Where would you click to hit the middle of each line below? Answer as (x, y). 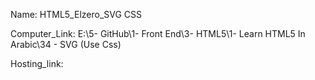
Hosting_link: (37, 63)
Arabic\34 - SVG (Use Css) (66, 44)
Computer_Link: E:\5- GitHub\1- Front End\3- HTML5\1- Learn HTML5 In (158, 33)
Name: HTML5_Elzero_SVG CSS (76, 14)
